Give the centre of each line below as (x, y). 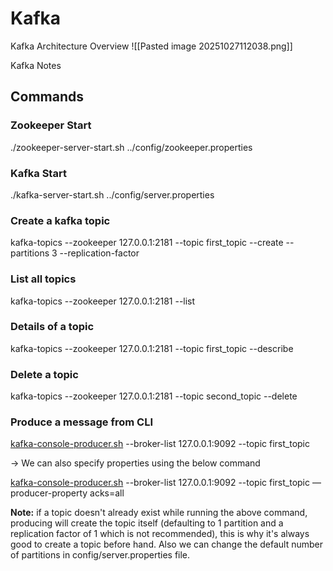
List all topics (43, 279)
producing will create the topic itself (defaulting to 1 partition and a (147, 523)
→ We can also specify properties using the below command (135, 463)
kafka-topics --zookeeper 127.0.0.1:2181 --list (103, 301)
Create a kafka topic (60, 220)
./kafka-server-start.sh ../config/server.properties (112, 194)
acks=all (107, 493)
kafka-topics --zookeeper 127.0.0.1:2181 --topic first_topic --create (147, 243)
